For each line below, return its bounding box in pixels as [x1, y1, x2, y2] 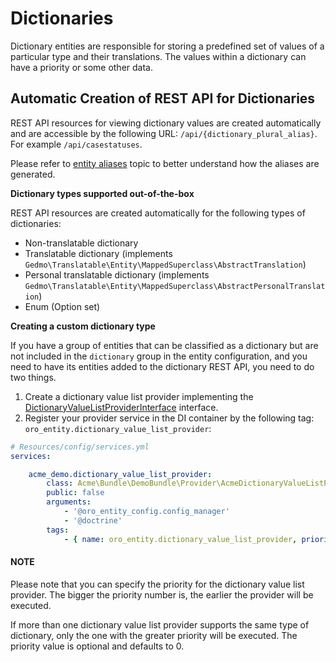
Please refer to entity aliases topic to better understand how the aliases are [10, 157, 320, 169]
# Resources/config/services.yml [10, 442, 150, 452]
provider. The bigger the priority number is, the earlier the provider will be [10, 588, 314, 601]
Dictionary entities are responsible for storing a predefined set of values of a [10, 40, 325, 52]
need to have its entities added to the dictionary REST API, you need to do [10, 360, 315, 372]
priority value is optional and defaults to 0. [10, 640, 185, 652]
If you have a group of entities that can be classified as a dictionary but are [10, 339, 319, 351]
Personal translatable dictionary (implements [24, 268, 210, 281]
